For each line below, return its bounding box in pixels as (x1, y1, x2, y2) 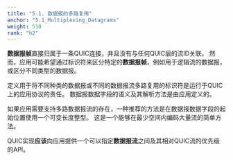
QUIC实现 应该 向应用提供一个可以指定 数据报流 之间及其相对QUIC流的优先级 (7, 136, 221, 145)
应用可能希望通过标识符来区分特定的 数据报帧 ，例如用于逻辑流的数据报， (19, 58, 226, 66)
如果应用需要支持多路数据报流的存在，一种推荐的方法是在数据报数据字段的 (7, 105, 220, 113)
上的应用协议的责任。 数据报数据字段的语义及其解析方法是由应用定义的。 (7, 90, 216, 98)
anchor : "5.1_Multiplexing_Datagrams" (7, 17, 119, 24)
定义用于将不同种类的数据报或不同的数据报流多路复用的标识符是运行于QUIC (7, 81, 223, 90)
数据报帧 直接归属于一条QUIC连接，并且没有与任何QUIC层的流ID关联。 (7, 49, 208, 57)
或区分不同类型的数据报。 (7, 66, 80, 75)
